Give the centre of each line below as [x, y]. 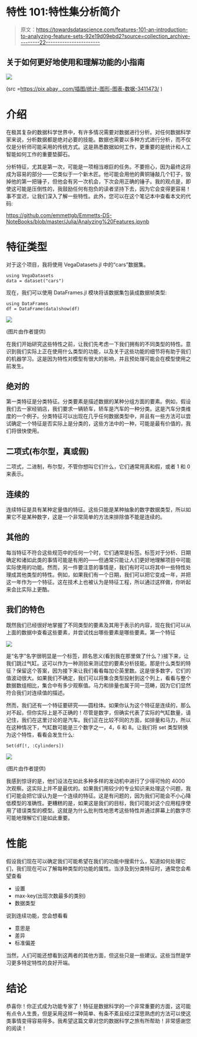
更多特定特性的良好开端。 [42, 962]
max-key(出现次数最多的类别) [50, 896]
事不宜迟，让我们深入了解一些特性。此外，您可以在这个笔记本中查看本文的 [96, 196]
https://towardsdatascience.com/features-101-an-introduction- [112, 29]
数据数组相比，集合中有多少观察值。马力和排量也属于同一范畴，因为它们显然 [98, 685]
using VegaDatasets [30, 275]
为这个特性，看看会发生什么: [40, 734]
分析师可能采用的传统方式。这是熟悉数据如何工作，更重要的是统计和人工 [103, 147]
